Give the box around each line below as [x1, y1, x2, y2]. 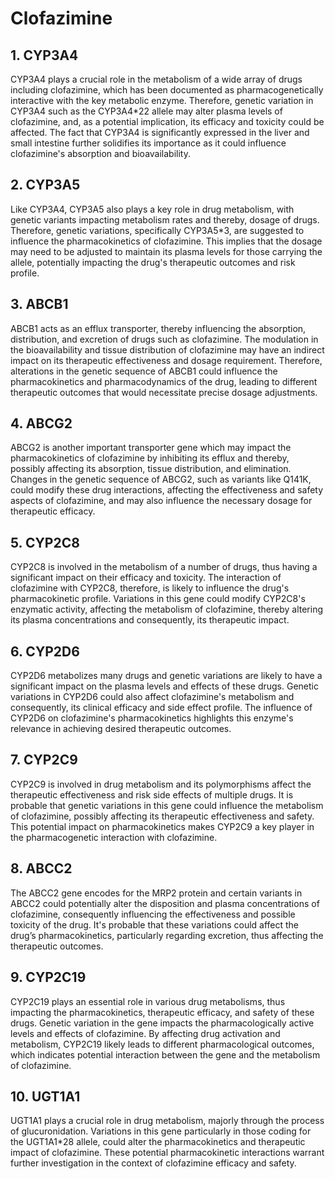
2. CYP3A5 [10, 177, 81, 194]
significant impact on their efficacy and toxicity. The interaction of [10, 572, 282, 584]
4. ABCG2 [10, 415, 73, 432]
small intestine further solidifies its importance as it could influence [10, 137, 287, 149]
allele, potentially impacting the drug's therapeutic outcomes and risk [10, 256, 296, 268]
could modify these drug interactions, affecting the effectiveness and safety [10, 484, 324, 496]
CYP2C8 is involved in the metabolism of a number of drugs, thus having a [10, 561, 318, 573]
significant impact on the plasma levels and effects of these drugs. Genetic [10, 680, 319, 692]
